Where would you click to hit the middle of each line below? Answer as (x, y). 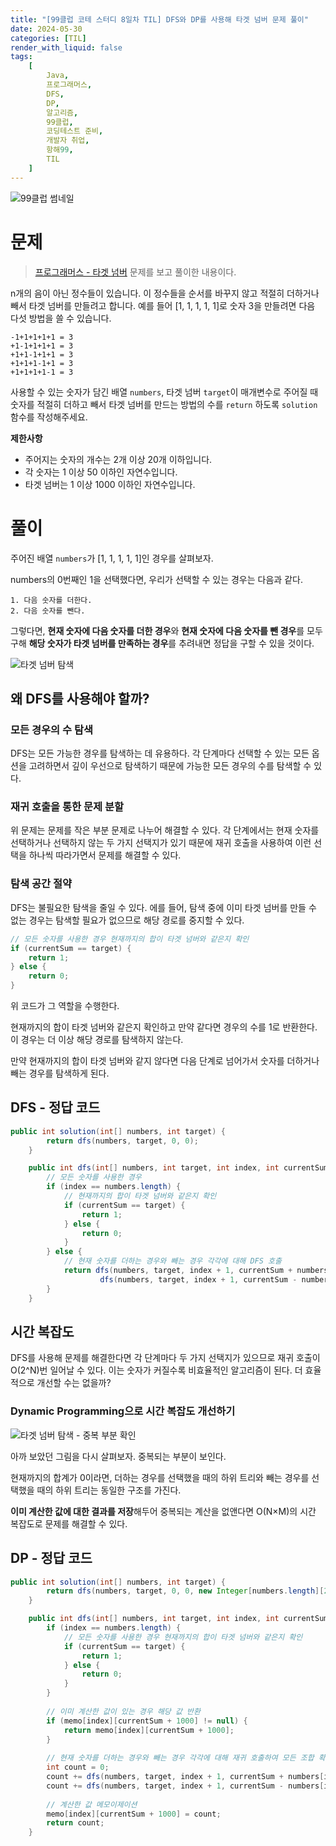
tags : (21, 57)
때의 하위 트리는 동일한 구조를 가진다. (109, 1490)
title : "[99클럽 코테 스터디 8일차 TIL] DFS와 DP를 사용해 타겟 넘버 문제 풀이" (159, 19)
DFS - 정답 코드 (55, 1107)
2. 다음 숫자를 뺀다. (48, 611)
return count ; (75, 1823)
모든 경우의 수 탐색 (52, 729)
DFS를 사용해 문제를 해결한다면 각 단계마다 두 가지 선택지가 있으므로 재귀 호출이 (165, 1358)
